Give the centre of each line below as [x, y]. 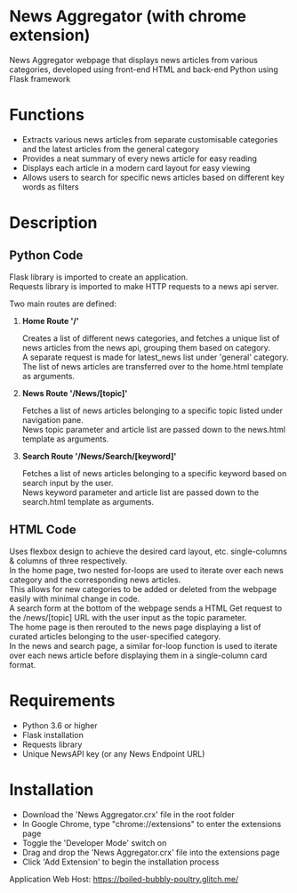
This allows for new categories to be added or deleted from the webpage [143, 589]
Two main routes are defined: [63, 304]
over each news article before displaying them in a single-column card [138, 655]
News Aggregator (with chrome [128, 16]
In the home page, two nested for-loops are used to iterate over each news [147, 570]
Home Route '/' [51, 321]
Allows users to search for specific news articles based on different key [153, 177]
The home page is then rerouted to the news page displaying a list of [135, 627]
